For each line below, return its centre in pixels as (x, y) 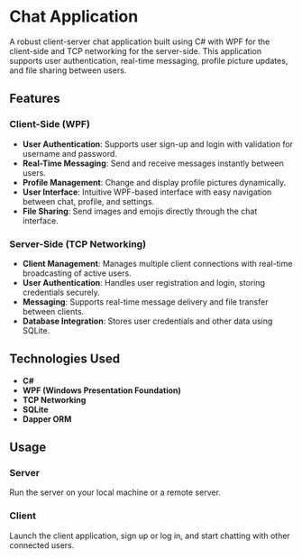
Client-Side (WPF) (50, 124)
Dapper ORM (47, 419)
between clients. (53, 311)
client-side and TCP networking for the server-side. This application (136, 50)
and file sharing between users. (68, 70)
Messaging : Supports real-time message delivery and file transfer (145, 302)
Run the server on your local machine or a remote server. (115, 492)
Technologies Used (64, 359)
